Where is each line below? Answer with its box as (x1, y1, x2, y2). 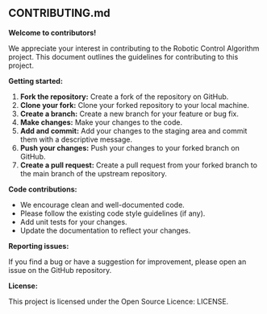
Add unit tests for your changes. (19, 217, 127, 226)
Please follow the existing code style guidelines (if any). (19, 209, 206, 218)
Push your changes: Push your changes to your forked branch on (19, 143, 240, 152)
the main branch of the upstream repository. (19, 168, 167, 178)
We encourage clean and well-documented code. (19, 200, 186, 209)
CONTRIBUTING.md (8, 6, 111, 20)
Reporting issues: (8, 241, 69, 250)
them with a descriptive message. (19, 134, 133, 144)
